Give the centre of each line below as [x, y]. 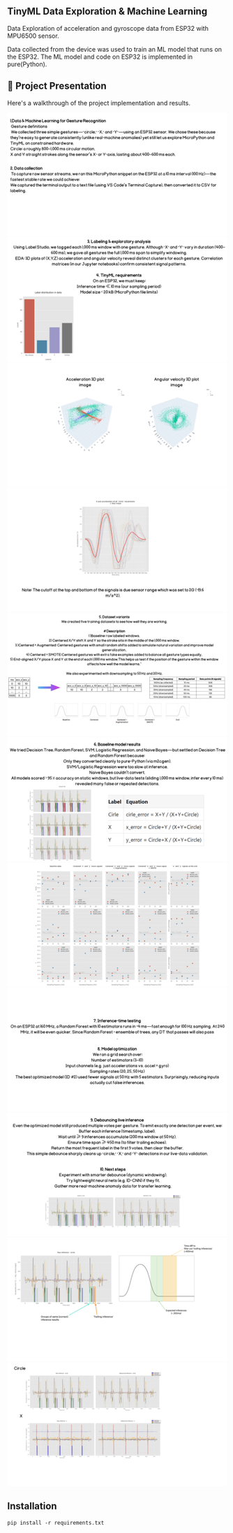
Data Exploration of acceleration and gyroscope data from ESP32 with [108, 28]
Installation [32, 1506]
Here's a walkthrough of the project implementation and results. [99, 103]
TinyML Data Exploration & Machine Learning [107, 12]
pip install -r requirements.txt [56, 1523]
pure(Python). [27, 64]
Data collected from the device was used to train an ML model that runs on [114, 49]
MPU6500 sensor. [33, 36]
